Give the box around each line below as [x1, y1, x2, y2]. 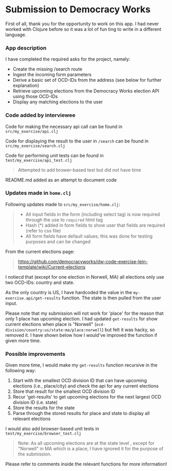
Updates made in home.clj [5, 189, 71, 196]
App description [5, 44, 47, 51]
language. [5, 31, 27, 38]
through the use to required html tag [25, 216, 103, 223]
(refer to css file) [25, 227, 61, 233]
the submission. [17, 451, 52, 457]
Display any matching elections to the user [12, 99, 103, 105]
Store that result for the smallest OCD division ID [12, 388, 116, 394]
